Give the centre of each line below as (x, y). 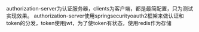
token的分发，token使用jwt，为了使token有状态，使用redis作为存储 (89, 23)
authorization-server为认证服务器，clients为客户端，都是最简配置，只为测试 (99, 8)
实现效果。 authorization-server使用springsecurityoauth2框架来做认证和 (95, 16)
